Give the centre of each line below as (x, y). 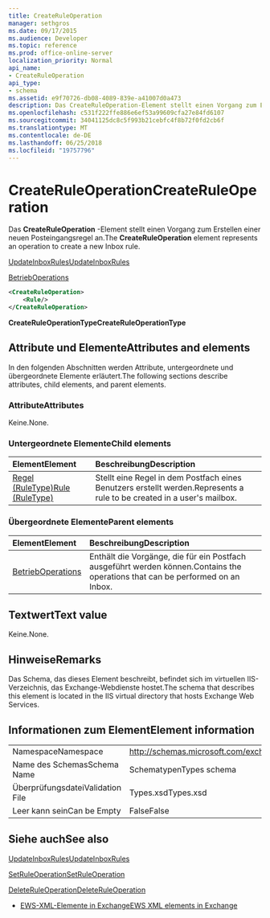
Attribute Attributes (46, 405)
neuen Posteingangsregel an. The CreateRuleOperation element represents (133, 238)
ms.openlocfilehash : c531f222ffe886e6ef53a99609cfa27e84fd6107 (117, 113)
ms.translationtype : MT (48, 128)
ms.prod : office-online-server (61, 53)
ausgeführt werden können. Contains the (166, 566)
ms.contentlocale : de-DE (50, 135)
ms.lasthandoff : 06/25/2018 (55, 143)
